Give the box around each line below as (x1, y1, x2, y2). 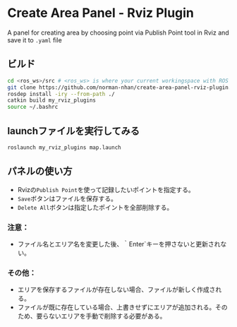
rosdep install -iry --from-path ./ (7, 90, 115, 97)
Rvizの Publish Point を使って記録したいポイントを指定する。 (17, 185, 195, 194)
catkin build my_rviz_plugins (7, 97, 97, 104)
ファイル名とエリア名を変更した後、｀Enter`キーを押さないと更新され (17, 239, 221, 248)
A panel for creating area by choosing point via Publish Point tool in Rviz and (7, 28, 229, 37)
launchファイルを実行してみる (7, 125, 140, 137)
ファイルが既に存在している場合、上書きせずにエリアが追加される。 (17, 303, 216, 311)
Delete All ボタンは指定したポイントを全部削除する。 (17, 203, 174, 211)
